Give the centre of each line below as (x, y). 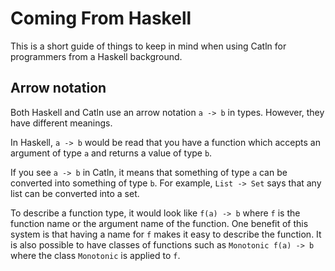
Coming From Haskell (101, 18)
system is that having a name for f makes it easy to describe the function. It (166, 234)
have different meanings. (61, 123)
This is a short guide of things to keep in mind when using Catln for (148, 46)
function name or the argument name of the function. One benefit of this (159, 223)
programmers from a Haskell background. (96, 56)
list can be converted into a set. (75, 193)
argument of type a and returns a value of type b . (111, 153)
